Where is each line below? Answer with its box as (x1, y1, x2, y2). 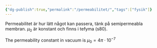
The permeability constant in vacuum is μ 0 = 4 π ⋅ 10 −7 (5, 36, 116, 44)
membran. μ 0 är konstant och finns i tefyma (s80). (5, 25, 108, 33)
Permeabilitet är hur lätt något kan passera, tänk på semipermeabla (5, 21, 143, 26)
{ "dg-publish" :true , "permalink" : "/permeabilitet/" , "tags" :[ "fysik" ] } (5, 7, 153, 12)
